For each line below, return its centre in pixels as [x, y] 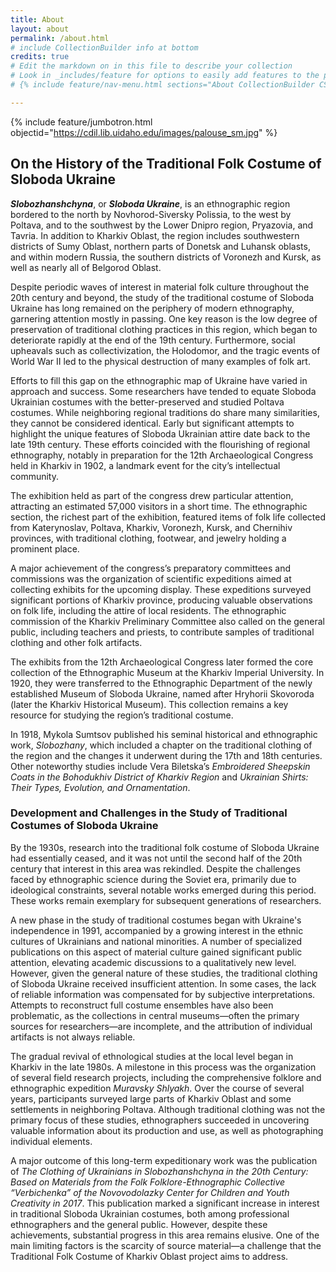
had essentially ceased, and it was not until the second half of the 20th [156, 858]
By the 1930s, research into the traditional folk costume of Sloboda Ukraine [165, 847]
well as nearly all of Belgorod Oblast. [86, 267]
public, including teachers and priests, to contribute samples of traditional [162, 632]
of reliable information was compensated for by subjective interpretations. [163, 994]
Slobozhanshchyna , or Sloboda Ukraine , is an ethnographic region [150, 203]
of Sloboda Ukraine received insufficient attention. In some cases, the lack [163, 983]
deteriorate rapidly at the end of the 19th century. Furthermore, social [153, 340]
